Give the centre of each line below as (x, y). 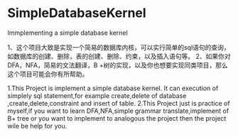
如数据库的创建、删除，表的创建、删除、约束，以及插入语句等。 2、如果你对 (119, 56)
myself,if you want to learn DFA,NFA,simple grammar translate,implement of (118, 111)
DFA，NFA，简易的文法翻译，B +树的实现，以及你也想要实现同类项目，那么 (118, 65)
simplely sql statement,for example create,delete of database (97, 95)
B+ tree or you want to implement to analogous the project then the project (117, 118)
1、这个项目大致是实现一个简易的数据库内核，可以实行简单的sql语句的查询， (119, 47)
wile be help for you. (37, 126)
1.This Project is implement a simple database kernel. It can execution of (113, 88)
